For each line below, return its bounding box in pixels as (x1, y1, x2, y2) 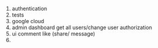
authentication (11, 5, 48, 12)
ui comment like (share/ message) (11, 30, 96, 37)
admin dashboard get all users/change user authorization (11, 24, 153, 31)
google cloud (11, 18, 45, 24)
